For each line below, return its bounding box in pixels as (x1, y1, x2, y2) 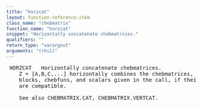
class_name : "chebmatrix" (6, 20, 71, 26)
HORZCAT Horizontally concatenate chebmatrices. (9, 64, 162, 71)
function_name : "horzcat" (6, 25, 71, 32)
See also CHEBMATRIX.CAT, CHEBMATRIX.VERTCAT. (19, 94, 159, 101)
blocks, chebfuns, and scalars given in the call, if (19, 76, 181, 83)
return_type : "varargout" (6, 43, 71, 49)
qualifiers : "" (6, 37, 44, 43)
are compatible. (19, 82, 67, 89)
